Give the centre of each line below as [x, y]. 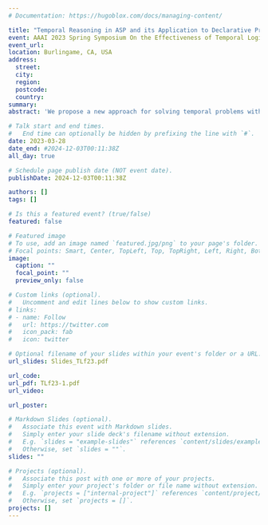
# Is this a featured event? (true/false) [80, 214]
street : [28, 68]
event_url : [26, 45]
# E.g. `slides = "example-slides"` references [93, 442]
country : [30, 97]
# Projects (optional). [48, 471]
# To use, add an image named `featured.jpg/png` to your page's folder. [134, 243]
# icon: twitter [39, 340]
